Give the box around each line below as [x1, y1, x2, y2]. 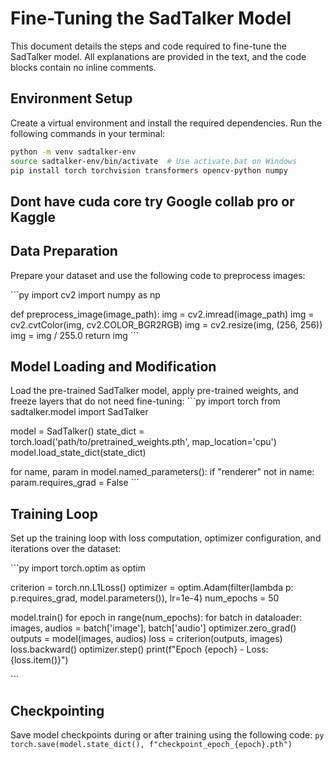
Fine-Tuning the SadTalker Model [10, 7, 292, 30]
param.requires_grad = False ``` [10, 477, 140, 489]
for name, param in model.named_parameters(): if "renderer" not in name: [10, 466, 315, 478]
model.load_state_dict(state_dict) [10, 447, 147, 459]
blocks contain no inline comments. [10, 61, 157, 73]
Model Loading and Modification [10, 358, 217, 375]
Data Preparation [10, 243, 118, 260]
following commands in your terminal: [10, 127, 166, 139]
